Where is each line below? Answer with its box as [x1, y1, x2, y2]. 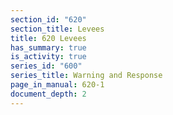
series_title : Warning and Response [10, 71, 163, 81]
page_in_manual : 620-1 [10, 80, 105, 90]
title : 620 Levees [10, 33, 87, 43]
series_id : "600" [10, 61, 83, 71]
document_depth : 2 [10, 89, 87, 99]
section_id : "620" [10, 14, 87, 25]
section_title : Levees [10, 24, 105, 34]
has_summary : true [10, 42, 87, 53]
